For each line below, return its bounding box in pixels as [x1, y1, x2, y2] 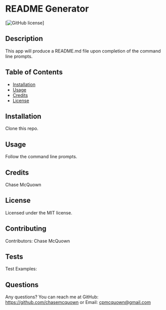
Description [5, 34, 43, 43]
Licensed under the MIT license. [5, 209, 72, 215]
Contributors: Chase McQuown [5, 238, 70, 244]
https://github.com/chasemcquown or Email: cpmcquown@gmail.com [5, 299, 151, 305]
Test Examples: [5, 266, 37, 272]
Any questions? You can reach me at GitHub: [5, 294, 99, 300]
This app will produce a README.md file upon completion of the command [5, 48, 161, 54]
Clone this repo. [5, 125, 39, 131]
